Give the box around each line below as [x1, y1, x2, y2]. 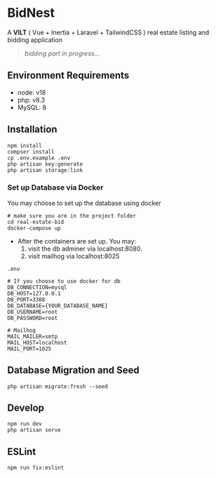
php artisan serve [7, 427, 61, 434]
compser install [7, 148, 55, 155]
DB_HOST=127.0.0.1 [7, 290, 61, 297]
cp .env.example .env [7, 154, 71, 161]
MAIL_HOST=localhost [7, 339, 68, 346]
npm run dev [7, 420, 42, 427]
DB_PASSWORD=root [7, 314, 58, 321]
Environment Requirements [7, 69, 130, 81]
